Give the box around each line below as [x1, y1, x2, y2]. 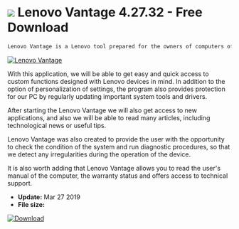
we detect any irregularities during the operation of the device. [7, 150, 191, 159]
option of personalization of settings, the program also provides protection [7, 85, 225, 93]
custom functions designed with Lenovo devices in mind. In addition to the [7, 77, 225, 85]
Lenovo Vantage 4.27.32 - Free [17, 4, 203, 21]
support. [7, 179, 33, 187]
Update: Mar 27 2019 [17, 193, 80, 201]
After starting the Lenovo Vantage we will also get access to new [7, 106, 198, 114]
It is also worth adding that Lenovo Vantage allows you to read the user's [7, 164, 221, 172]
